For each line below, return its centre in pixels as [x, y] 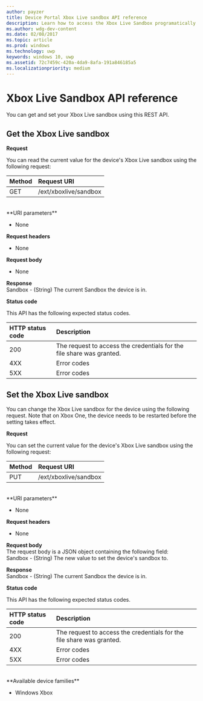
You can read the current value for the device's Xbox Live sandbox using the [101, 160]
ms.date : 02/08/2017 [32, 34]
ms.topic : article [29, 40]
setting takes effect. [31, 422]
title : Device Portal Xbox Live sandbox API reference [77, 18]
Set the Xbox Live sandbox [57, 395]
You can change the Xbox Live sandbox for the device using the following [98, 409]
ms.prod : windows [28, 46]
